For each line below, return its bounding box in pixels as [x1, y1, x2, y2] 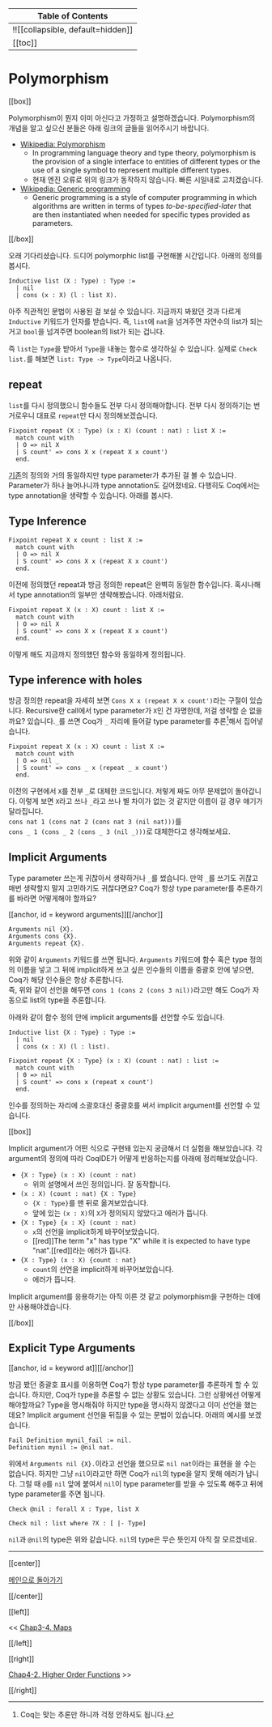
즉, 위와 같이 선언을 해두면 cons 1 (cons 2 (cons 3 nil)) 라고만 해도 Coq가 [8, 985, 251, 994]
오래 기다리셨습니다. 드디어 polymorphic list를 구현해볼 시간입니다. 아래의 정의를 [8, 250, 263, 260]
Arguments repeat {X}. [8, 939, 85, 947]
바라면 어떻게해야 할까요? [16, 893, 97, 903]
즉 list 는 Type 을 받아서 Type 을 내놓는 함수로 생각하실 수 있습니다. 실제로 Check [8, 343, 257, 353]
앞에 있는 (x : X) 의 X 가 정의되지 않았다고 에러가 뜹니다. [32, 1208, 209, 1218]
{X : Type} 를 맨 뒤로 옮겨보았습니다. [32, 1197, 149, 1207]
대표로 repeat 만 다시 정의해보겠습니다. [36, 410, 158, 420]
